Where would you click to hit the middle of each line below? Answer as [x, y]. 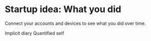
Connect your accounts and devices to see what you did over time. [75, 23]
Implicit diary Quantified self [35, 33]
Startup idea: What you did [63, 9]
